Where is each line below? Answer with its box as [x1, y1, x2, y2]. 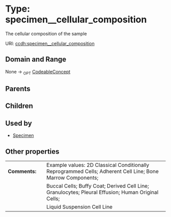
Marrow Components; [46, 174, 99, 181]
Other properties [5, 147, 60, 156]
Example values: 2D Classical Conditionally [46, 161, 149, 168]
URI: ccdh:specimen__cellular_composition [5, 40, 95, 46]
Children [5, 102, 33, 111]
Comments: [8, 168, 37, 175]
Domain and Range [5, 55, 67, 64]
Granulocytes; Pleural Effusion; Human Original [46, 189, 159, 196]
